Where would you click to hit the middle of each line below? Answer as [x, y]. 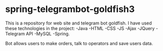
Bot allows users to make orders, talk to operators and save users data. [79, 43]
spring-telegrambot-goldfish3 [70, 9]
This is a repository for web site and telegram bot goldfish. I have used [79, 23]
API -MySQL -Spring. [48, 33]
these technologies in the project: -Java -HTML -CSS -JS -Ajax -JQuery [80, 28]
